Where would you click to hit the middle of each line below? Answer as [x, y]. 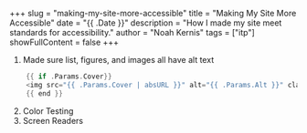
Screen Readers [53, 120]
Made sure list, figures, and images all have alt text [118, 60]
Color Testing [48, 111]
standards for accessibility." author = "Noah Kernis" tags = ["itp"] [132, 32]
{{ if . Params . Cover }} [69, 77]
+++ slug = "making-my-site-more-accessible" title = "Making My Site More [153, 13]
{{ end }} [45, 93]
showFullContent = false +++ [64, 42]
